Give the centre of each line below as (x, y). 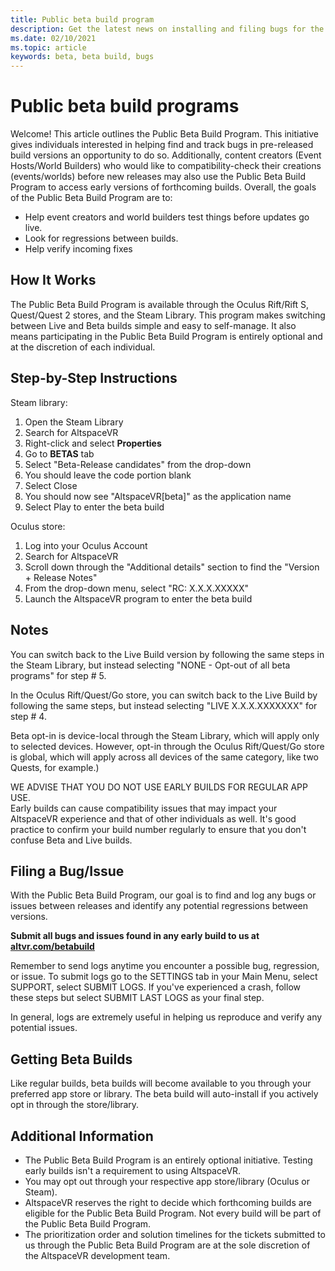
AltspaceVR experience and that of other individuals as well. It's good (153, 818)
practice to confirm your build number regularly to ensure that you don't (158, 829)
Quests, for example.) (55, 767)
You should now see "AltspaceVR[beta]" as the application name (158, 496)
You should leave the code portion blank (108, 475)
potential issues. (44, 1028)
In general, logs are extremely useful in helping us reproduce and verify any (166, 1017)
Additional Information (82, 1136)
